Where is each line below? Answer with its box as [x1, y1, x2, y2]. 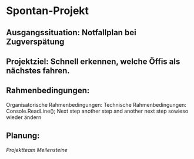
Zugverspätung [6, 36, 65, 46]
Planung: [6, 131, 40, 141]
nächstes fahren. [6, 66, 71, 76]
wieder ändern [6, 113, 42, 121]
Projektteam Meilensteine [6, 146, 68, 153]
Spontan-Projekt [6, 4, 89, 18]
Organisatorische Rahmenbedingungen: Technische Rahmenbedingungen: [6, 101, 187, 108]
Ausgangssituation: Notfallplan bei [6, 28, 136, 38]
